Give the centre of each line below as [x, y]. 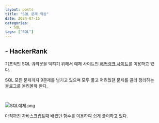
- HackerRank [26, 51]
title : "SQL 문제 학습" [27, 14]
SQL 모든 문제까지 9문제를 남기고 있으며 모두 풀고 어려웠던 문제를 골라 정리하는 [79, 80]
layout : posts [19, 9]
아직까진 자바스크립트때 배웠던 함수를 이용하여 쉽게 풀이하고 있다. [67, 116]
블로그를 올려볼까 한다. [26, 86]
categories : [17, 23]
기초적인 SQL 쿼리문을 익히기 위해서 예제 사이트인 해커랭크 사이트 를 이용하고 [77, 64]
